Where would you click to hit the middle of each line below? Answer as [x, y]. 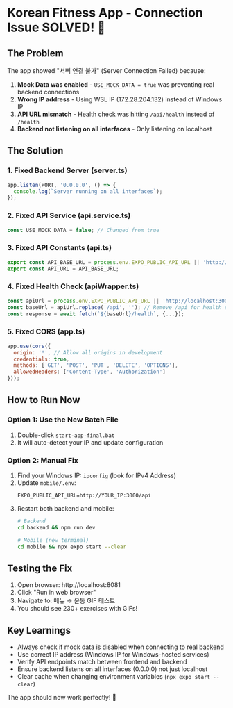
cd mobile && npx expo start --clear [72, 547]
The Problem [35, 53]
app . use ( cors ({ [29, 346]
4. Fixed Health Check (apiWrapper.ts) [73, 286]
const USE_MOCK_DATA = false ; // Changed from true [83, 230]
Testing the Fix [40, 568]
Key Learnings [39, 630]
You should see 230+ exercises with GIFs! [77, 609]
